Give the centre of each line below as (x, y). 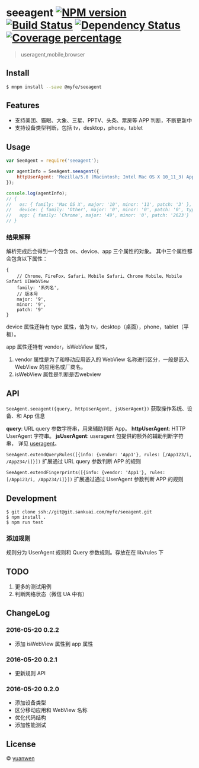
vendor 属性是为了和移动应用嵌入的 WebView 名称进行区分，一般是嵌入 (102, 359)
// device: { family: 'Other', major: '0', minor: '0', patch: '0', (95, 210)
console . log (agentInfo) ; (37, 193)
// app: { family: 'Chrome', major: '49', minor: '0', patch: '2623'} (98, 215)
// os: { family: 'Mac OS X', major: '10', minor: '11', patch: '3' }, (99, 204)
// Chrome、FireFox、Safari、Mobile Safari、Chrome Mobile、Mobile (99, 277)
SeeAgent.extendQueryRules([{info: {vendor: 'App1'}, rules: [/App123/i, (99, 455)
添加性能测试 (30, 725)
